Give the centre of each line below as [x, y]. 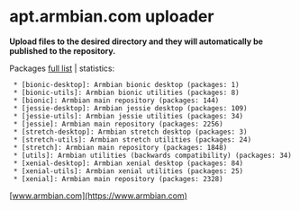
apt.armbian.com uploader [112, 17]
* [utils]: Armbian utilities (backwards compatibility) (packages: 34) [153, 155]
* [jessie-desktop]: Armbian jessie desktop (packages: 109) [130, 108]
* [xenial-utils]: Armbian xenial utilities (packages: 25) [128, 171]
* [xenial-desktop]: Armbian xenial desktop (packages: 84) [128, 163]
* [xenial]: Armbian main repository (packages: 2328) [118, 179]
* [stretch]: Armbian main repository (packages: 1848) [120, 147]
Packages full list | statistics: [62, 68]
